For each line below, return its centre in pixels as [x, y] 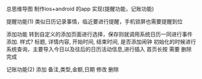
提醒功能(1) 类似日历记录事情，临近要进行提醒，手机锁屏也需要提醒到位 [94, 22]
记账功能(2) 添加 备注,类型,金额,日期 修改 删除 [63, 69]
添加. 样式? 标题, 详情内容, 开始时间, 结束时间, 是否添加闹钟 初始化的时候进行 [101, 42]
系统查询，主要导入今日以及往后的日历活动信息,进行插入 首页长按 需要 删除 [99, 49]
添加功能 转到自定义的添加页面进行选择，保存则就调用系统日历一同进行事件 [99, 34]
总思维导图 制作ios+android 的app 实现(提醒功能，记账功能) [80, 9]
